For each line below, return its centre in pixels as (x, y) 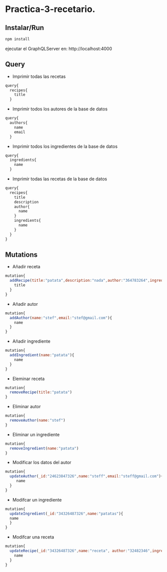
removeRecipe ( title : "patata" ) (41, 392)
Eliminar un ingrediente (36, 434)
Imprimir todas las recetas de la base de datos (60, 179)
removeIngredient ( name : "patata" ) (44, 448)
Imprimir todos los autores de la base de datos (60, 109)
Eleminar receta (28, 379)
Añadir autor (25, 304)
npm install (17, 39)
